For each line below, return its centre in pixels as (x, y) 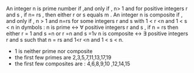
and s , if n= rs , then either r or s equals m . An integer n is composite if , (94, 15)
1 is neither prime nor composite (53, 51)
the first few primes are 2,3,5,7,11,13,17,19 (63, 57)
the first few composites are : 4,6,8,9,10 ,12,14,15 (72, 64)
